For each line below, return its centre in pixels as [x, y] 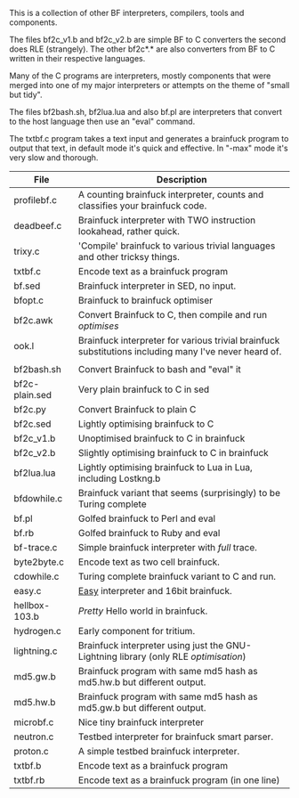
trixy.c [27, 251]
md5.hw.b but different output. [142, 682]
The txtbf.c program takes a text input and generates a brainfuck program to [149, 138]
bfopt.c [29, 300]
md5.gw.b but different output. [142, 708]
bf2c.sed [32, 424]
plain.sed [32, 395]
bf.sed [27, 286]
